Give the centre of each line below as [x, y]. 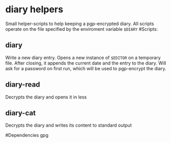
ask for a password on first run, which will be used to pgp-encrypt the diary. [86, 68]
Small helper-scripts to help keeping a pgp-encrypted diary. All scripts [80, 24]
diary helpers [34, 9]
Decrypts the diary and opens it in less [46, 97]
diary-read [23, 85]
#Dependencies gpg [27, 135]
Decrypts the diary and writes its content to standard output [69, 125]
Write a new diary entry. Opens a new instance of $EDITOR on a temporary [83, 57]
